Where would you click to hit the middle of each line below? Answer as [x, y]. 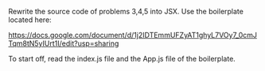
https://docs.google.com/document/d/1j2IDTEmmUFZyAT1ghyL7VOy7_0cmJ [132, 35]
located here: [30, 20]
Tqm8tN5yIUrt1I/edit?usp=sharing [64, 43]
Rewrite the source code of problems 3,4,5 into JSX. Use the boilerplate [126, 11]
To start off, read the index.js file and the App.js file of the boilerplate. [122, 59]
